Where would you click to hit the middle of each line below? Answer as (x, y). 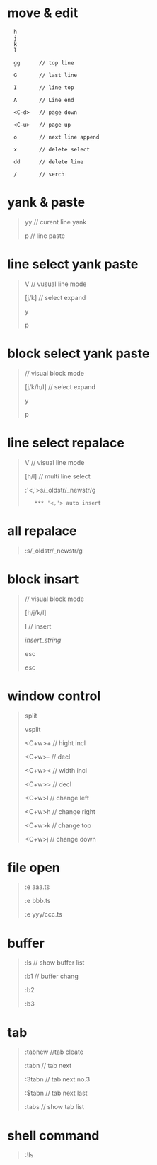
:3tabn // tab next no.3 (57, 1079)
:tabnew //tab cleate (54, 1052)
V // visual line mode (54, 462)
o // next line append (57, 137)
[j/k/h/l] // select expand (60, 386)
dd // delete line (48, 162)
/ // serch (39, 174)
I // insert (38, 626)
